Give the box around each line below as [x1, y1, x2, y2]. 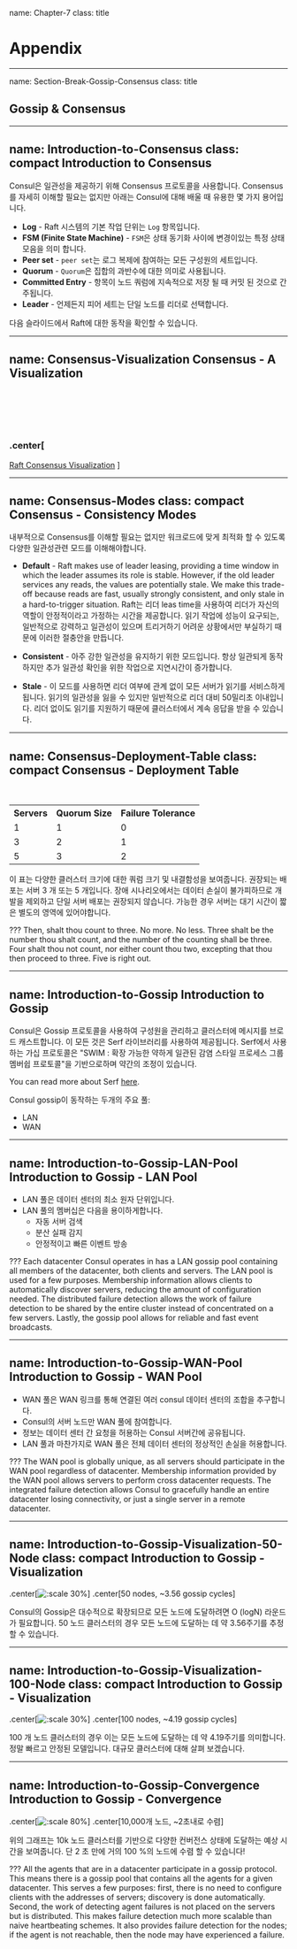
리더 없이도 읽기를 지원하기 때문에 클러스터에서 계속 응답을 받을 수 [34, 703, 261, 714]
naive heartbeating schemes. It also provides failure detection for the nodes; [9, 1920, 287, 1931]
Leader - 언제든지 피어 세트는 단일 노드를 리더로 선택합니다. [21, 298, 229, 309]
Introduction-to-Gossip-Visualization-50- [47, 1537, 283, 1552]
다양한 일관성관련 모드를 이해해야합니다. [9, 543, 147, 554]
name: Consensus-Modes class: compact [9, 494, 245, 509]
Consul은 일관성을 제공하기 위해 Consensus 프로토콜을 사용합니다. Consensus [9, 180, 284, 191]
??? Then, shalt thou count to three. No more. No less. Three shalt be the [9, 925, 274, 936]
